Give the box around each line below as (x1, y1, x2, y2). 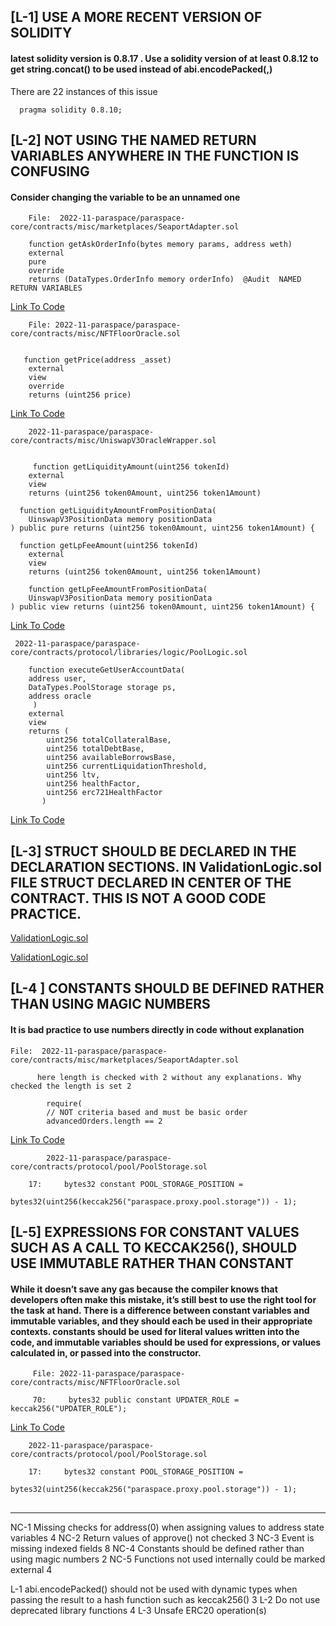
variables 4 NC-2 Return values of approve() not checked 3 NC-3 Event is (10, 1531, 315, 1544)
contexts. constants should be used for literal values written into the (10, 1325, 300, 1337)
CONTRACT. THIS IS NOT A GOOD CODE (10, 890, 267, 907)
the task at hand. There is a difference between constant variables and (10, 1304, 310, 1316)
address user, (28, 674, 87, 684)
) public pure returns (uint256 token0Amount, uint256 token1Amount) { (10, 523, 315, 534)
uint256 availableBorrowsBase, (46, 753, 177, 763)
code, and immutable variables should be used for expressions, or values (10, 1336, 322, 1348)
